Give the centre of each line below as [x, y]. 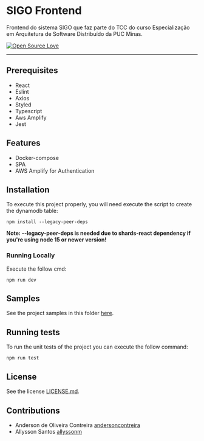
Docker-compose [37, 158]
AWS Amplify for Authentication [55, 170]
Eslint [22, 91]
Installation [28, 189]
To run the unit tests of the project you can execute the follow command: [97, 347]
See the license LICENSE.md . [43, 391]
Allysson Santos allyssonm [49, 431]
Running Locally [31, 255]
